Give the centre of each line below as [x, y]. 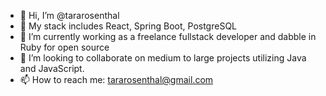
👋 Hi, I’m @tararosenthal [69, 15]
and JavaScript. [52, 68]
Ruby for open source [64, 47]
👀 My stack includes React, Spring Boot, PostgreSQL [128, 26]
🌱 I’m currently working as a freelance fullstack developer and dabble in [168, 36]
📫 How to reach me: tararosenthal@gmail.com [116, 79]
